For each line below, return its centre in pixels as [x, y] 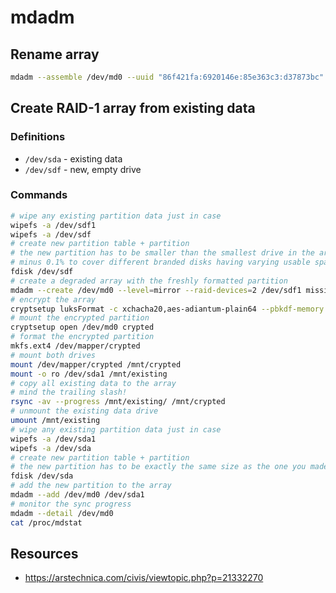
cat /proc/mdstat [46, 522]
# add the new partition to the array [91, 486]
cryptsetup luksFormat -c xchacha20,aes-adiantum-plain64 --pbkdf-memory [167, 309]
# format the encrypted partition [82, 337]
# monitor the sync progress [71, 504]
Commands [39, 195]
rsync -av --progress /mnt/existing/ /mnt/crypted [118, 402]
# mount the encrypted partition [80, 318]
